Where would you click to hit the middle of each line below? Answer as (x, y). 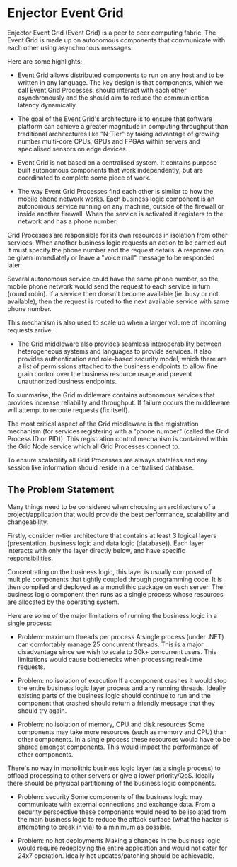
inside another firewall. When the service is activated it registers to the (120, 214)
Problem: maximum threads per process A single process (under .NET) (121, 636)
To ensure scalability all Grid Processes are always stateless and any (108, 460)
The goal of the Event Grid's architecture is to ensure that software (115, 119)
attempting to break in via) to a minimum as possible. (94, 827)
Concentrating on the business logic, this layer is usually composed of (110, 571)
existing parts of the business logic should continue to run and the (114, 695)
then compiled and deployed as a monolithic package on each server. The (115, 587)
